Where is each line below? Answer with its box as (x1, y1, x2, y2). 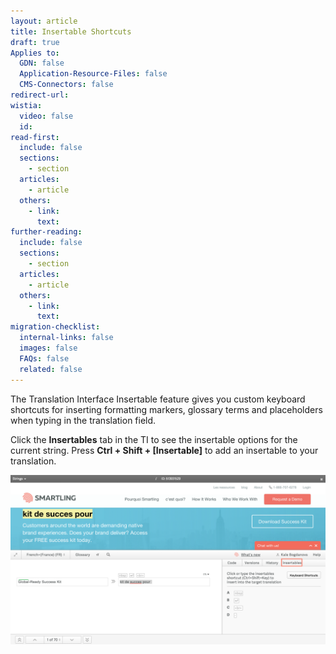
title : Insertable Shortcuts (10, 26, 132, 37)
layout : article (10, 16, 78, 26)
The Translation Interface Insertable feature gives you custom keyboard (10, 393, 306, 405)
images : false (19, 343, 78, 353)
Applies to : (10, 48, 60, 58)
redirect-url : (10, 90, 70, 100)
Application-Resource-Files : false (19, 69, 168, 79)
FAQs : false (19, 353, 70, 364)
